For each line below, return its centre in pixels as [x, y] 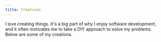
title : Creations [23, 10]
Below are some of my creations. [39, 34]
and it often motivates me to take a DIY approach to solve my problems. [79, 29]
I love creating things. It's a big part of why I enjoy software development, [81, 24]
